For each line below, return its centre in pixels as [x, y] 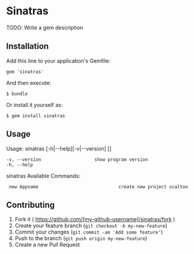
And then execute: [29, 82]
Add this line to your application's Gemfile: [58, 60]
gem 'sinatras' [25, 72]
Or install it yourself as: [34, 105]
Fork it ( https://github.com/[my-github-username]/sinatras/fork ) [95, 219]
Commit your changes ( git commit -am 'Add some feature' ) [89, 232]
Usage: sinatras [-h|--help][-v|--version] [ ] [59, 148]
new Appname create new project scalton [98, 186]
